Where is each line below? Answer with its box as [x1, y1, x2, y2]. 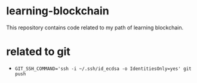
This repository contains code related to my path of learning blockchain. [6, 24, 184, 31]
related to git [6, 45, 70, 59]
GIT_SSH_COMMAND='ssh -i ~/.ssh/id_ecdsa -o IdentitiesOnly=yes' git [14, 66, 192, 72]
